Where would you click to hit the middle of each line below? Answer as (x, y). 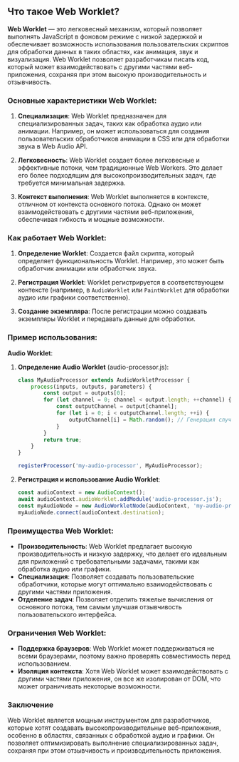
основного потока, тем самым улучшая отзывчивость (100, 606)
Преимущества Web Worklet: (60, 531)
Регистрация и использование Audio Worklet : (89, 479)
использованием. (44, 664)
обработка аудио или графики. (64, 569)
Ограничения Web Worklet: (57, 633)
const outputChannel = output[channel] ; (117, 407)
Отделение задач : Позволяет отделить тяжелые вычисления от (115, 599)
